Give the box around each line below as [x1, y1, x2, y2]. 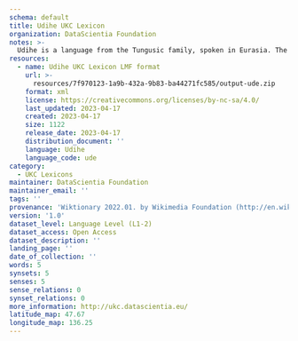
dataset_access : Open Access [9, 227, 117, 236]
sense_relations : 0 [9, 285, 82, 294]
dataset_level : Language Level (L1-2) [9, 219, 153, 228]
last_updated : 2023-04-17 [25, 104, 122, 113]
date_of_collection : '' [9, 252, 98, 262]
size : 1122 [25, 121, 66, 130]
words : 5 [9, 261, 42, 270]
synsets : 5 [9, 269, 50, 278]
